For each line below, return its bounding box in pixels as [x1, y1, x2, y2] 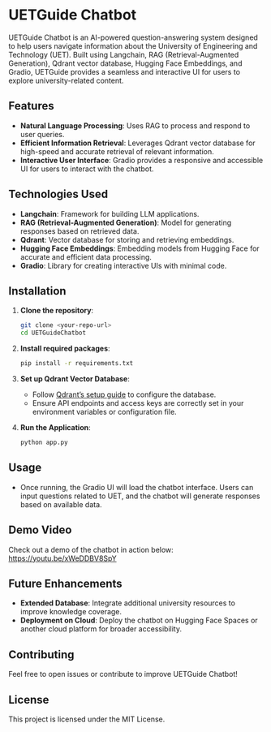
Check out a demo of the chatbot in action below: [8, 545, 174, 554]
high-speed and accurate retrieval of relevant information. [19, 146, 215, 156]
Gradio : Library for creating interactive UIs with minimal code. [19, 261, 227, 270]
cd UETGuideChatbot [19, 329, 87, 338]
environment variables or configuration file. [32, 407, 177, 416]
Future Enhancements [8, 576, 123, 590]
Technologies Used [8, 187, 108, 201]
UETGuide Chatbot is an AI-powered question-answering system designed [8, 32, 258, 42]
